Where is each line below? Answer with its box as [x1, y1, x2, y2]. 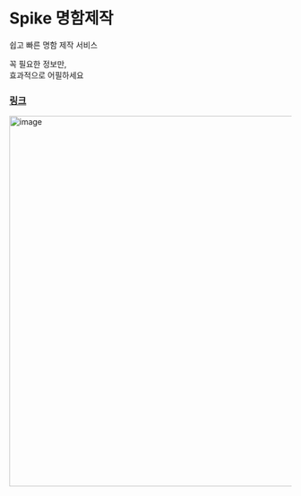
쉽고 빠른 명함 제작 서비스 [9, 39, 99, 50]
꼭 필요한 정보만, [9, 58, 67, 69]
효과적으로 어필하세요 [9, 69, 84, 81]
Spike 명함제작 [9, 8, 114, 29]
